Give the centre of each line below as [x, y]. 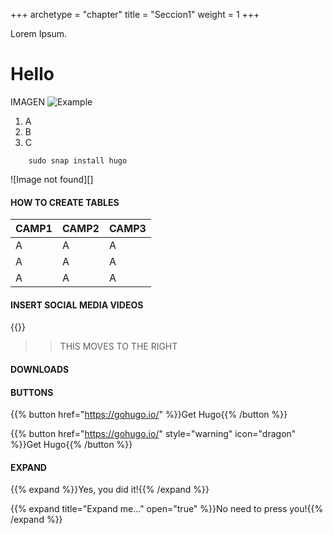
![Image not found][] [52, 179]
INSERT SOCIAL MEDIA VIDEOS [77, 305]
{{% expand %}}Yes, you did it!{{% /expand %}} [110, 490]
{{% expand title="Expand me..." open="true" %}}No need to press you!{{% [167, 509]
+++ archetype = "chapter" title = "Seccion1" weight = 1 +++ [135, 14]
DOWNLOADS [40, 369]
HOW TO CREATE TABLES [65, 202]
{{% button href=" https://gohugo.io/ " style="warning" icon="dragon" [153, 434]
